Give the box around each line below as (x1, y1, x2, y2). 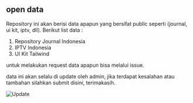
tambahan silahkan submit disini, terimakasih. (6, 79, 116, 86)
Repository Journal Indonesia (14, 37, 86, 44)
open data (6, 5, 44, 15)
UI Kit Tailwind (14, 50, 50, 57)
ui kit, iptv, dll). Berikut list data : (6, 26, 83, 33)
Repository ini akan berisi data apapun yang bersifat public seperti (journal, (6, 20, 188, 27)
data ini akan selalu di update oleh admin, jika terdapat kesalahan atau (6, 73, 175, 80)
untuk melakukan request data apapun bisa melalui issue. (6, 61, 144, 68)
